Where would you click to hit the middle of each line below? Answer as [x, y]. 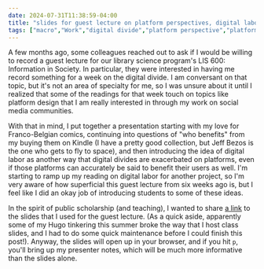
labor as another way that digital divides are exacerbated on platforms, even [132, 160]
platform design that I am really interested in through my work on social [123, 102]
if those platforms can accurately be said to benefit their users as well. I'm [128, 168]
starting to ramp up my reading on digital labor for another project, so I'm [126, 176]
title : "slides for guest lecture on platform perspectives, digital [125, 23]
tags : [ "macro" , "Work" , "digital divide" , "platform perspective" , [117, 30]
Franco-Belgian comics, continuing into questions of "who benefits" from [126, 134]
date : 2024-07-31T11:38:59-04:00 [63, 15]
